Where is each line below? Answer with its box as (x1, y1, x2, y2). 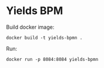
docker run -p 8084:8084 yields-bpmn (6, 56, 99, 62)
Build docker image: (6, 23, 55, 30)
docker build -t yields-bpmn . (6, 35, 83, 40)
